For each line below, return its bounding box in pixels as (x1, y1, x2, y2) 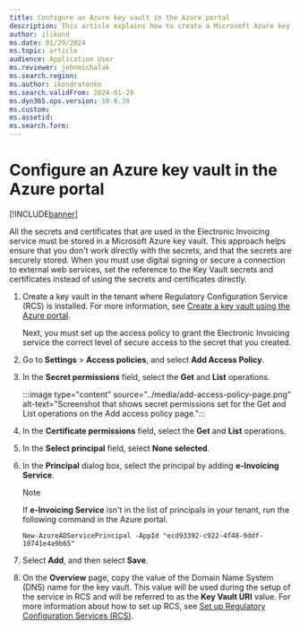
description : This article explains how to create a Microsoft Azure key (9, 22, 291, 30)
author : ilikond (9, 30, 70, 39)
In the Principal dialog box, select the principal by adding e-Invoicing (21, 460, 279, 470)
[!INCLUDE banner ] (9, 208, 79, 220)
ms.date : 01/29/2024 (9, 38, 87, 47)
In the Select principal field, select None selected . (21, 443, 210, 453)
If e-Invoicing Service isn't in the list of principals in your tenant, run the (21, 504, 289, 515)
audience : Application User (9, 55, 115, 64)
